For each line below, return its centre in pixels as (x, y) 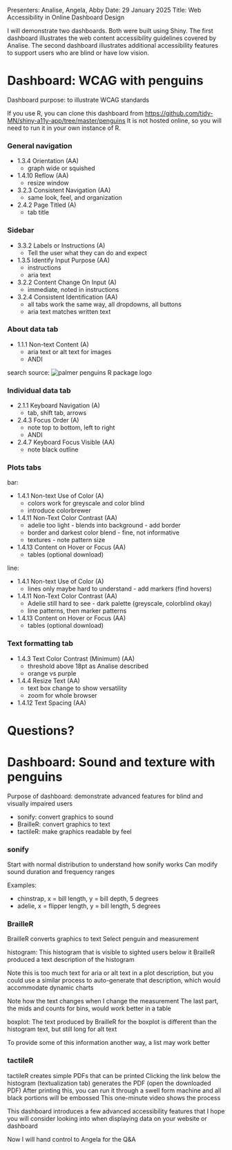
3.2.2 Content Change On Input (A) (67, 282)
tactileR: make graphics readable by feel (74, 831)
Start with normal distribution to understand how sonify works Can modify (113, 864)
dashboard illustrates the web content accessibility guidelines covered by (112, 38)
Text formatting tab (40, 644)
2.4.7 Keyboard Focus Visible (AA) (66, 443)
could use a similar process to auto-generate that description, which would (114, 981)
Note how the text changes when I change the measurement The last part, (113, 1001)
